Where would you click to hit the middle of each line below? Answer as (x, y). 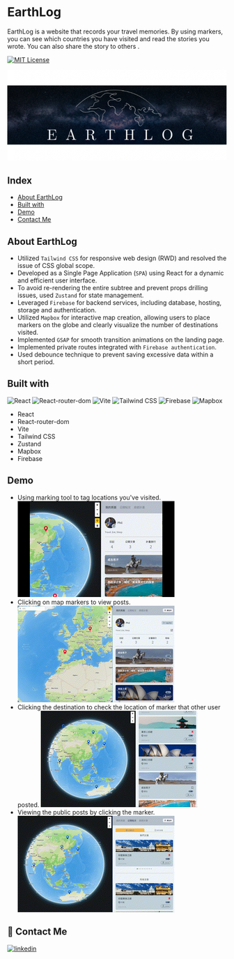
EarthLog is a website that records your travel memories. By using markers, (115, 31)
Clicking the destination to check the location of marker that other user (119, 707)
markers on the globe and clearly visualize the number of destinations (117, 325)
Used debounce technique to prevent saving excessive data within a (115, 355)
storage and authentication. (57, 310)
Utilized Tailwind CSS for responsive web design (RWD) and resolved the (122, 258)
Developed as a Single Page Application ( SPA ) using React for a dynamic (120, 273)
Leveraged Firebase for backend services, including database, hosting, (119, 303)
